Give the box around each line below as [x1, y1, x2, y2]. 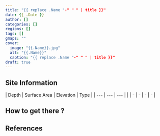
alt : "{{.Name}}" [10, 50, 47, 55]
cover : [5, 41, 19, 46]
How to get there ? [5, 106, 65, 115]
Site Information [5, 78, 58, 87]
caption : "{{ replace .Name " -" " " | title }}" [10, 55, 115, 60]
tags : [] [5, 31, 24, 36]
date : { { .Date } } [5, 12, 44, 17]
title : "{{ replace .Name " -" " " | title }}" [5, 7, 106, 13]
